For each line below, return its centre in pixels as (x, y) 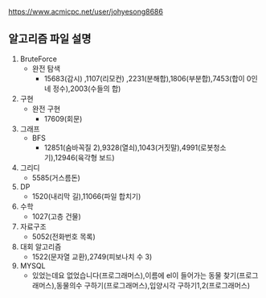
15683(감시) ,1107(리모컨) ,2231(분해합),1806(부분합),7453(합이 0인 (151, 78)
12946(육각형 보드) (85, 157)
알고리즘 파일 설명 (50, 39)
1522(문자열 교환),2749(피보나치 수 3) (92, 256)
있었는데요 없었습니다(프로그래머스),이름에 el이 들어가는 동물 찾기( (135, 275)
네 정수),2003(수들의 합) (82, 89)
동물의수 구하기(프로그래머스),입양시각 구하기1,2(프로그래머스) (153, 285)
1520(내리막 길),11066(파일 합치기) (86, 196)
